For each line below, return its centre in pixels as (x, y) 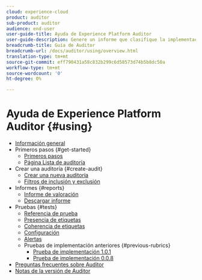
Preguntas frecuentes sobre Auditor (59, 264)
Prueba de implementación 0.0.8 (73, 258)
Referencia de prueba (51, 213)
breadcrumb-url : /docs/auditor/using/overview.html (72, 51)
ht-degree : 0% (24, 79)
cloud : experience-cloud (37, 12)
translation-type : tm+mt (37, 56)
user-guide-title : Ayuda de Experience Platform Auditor (79, 34)
